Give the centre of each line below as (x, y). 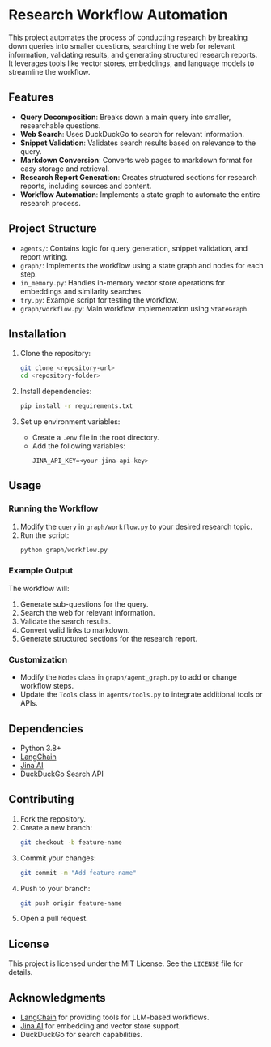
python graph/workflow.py (64, 550)
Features (31, 98)
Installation (37, 334)
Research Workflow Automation (118, 15)
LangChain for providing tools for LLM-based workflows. (114, 1017)
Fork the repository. (53, 819)
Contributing (41, 799)
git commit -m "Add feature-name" (78, 873)
